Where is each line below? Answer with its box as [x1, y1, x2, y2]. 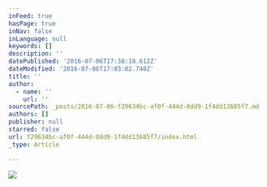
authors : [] [8, 111, 49, 119]
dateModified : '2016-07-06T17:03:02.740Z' [8, 65, 154, 73]
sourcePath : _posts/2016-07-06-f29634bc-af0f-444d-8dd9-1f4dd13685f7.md [8, 102, 260, 111]
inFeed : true [8, 11, 53, 20]
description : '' [8, 50, 63, 58]
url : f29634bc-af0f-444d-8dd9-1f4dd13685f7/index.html [8, 133, 198, 141]
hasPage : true [8, 20, 57, 28]
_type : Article [8, 140, 60, 149]
